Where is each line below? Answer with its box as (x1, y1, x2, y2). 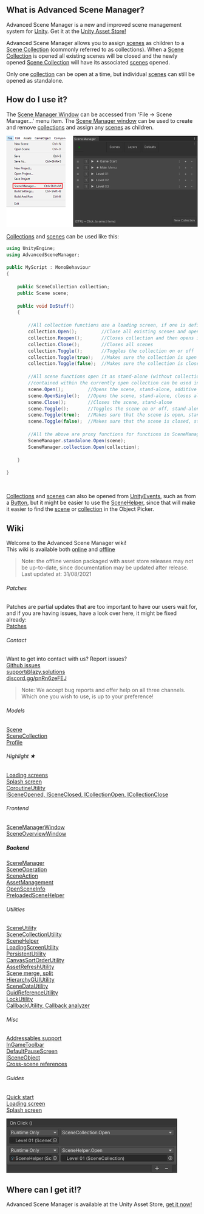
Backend (6, 844, 29, 851)
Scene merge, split (6, 969, 53, 977)
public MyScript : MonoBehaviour (6, 265, 91, 271)
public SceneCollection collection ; (17, 283, 110, 290)
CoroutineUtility (6, 784, 46, 791)
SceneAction (6, 872, 38, 879)
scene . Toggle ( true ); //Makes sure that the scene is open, (28, 412, 186, 418)
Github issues (6, 662, 41, 669)
